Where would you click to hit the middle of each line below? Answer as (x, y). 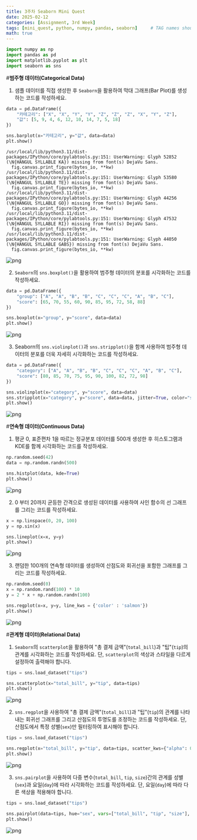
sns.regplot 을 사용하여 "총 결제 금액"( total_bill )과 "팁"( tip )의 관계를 (97, 712)
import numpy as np (30, 50)
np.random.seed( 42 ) (30, 458)
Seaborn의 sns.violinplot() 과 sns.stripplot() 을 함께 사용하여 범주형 (97, 347)
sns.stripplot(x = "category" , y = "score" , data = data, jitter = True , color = (97, 398)
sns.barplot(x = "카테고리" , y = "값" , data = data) (61, 136)
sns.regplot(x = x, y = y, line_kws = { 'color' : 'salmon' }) (77, 606)
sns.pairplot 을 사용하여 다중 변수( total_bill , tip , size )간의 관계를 (94, 777)
